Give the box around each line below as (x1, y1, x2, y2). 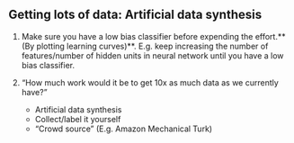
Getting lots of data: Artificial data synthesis (8, 7, 263, 22)
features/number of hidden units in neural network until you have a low (21, 49, 284, 61)
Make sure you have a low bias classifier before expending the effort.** (21, 31, 286, 41)
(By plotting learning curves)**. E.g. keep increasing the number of (21, 40, 269, 51)
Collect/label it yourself (34, 113, 121, 124)
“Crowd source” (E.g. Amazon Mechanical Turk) (34, 123, 213, 134)
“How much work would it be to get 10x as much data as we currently (21, 76, 280, 88)
